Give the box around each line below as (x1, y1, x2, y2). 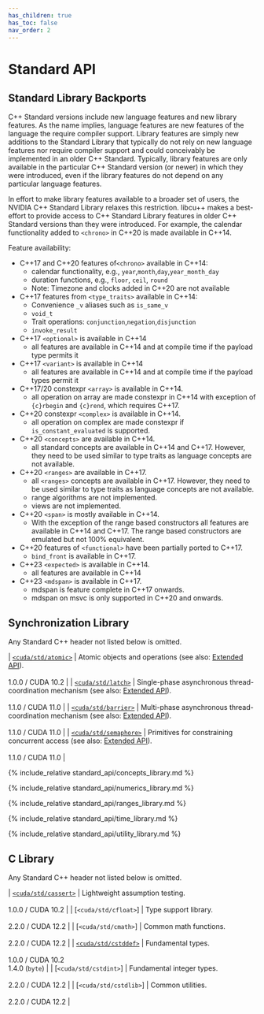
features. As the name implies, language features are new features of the (8, 121, 244, 130)
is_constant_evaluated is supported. (31, 426, 151, 436)
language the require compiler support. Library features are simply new (8, 129, 240, 139)
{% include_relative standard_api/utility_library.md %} (8, 829, 181, 839)
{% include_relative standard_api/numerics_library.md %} (8, 783, 194, 793)
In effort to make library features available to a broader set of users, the (8, 195, 240, 204)
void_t (31, 310, 53, 318)
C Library (8, 852, 55, 865)
